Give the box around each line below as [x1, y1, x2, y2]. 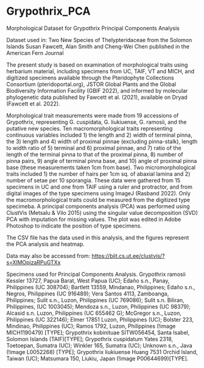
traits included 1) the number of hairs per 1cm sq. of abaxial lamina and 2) [6, 170, 191, 178]
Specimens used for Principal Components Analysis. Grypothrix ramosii [6, 270, 186, 278]
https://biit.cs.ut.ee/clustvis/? [91, 252, 166, 259]
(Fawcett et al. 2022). [6, 99, 60, 107]
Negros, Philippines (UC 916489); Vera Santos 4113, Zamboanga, [6, 290, 169, 297]
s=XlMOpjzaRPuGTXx [6, 258, 61, 266]
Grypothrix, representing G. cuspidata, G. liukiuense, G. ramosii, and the [6, 118, 187, 126]
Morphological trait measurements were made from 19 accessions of [6, 112, 179, 119]
